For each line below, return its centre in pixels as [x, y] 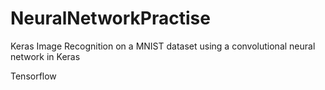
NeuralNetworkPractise [110, 18]
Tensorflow [33, 76]
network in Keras [45, 56]
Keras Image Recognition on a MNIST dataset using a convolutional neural [163, 46]
